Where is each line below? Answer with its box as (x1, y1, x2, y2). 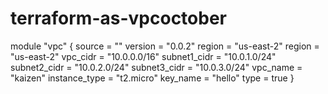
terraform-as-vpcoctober (10, 7, 227, 30)
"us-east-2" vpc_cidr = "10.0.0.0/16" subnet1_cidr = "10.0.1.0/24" (10, 50, 277, 62)
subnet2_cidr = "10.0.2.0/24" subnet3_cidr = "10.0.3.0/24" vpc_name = (10, 61, 303, 73)
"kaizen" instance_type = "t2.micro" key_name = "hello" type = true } (10, 72, 295, 84)
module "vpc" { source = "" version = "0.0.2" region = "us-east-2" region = (10, 40, 320, 52)
